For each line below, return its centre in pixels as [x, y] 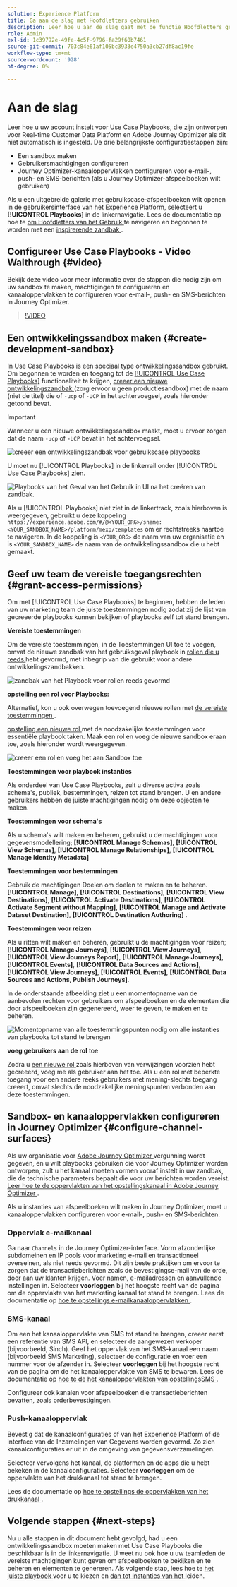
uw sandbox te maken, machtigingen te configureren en [89, 287]
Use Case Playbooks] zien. [47, 473]
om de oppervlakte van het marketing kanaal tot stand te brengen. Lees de [116, 1293]
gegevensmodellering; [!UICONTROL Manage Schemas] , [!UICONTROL [112, 842]
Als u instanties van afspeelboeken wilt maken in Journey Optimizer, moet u [117, 1206]
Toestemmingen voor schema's [55, 821]
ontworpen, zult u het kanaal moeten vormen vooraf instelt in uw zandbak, [115, 1170]
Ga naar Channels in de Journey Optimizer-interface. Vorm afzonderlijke [111, 1248]
